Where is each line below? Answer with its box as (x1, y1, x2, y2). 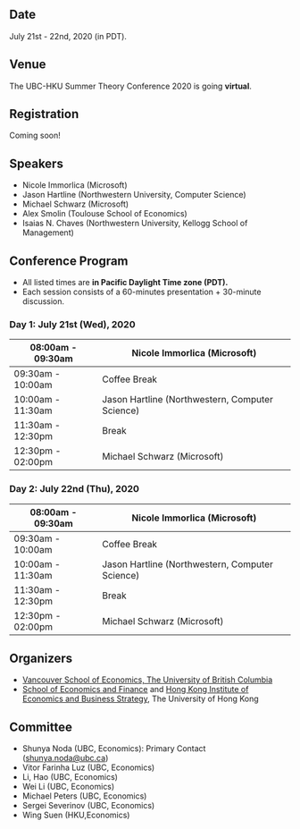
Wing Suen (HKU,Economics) (21, 809, 130, 821)
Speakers (9, 156, 64, 171)
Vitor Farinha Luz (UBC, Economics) (21, 762, 155, 773)
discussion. (21, 296, 65, 307)
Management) (21, 227, 74, 238)
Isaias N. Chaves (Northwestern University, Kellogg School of (21, 218, 248, 229)
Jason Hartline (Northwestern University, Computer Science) (21, 190, 247, 200)
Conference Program (9, 253, 129, 268)
